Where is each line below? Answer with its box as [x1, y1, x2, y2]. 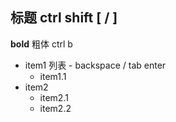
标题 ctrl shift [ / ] [10, 9, 118, 27]
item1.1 [39, 70, 67, 82]
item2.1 [39, 91, 69, 103]
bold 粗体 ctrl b [10, 38, 73, 50]
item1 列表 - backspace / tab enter [24, 59, 167, 71]
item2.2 [39, 102, 72, 114]
